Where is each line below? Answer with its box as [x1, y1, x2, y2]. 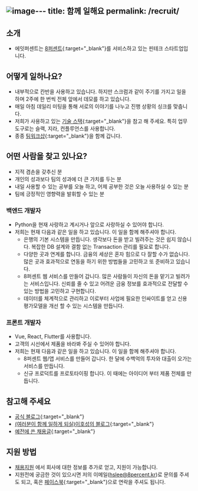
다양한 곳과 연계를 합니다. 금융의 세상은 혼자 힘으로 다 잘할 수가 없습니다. [23, 251, 190, 258]
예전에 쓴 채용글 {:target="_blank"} [14, 428, 95, 435]
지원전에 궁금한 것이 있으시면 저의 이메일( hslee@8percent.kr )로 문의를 [14, 471, 179, 478]
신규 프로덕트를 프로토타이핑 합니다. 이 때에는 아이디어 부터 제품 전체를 [23, 370, 186, 377]
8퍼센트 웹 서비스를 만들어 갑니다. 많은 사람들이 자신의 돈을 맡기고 [23, 273, 175, 280]
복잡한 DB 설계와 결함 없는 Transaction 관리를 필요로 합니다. [31, 243, 171, 251]
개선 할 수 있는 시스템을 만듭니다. [48, 303, 124, 310]
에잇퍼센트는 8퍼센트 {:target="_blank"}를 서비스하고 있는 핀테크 [14, 45, 163, 52]
